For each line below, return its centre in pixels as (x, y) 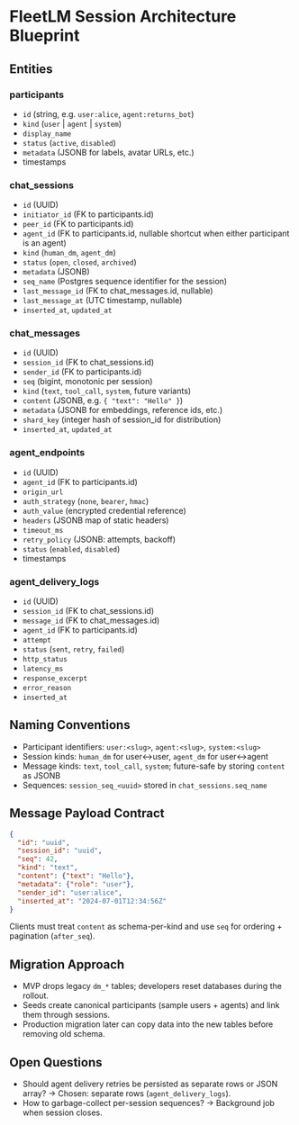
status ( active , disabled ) (69, 142)
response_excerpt (55, 679)
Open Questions (56, 1062)
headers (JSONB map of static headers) (95, 520)
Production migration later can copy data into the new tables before (148, 1024)
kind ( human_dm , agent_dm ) (69, 253)
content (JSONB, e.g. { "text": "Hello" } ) (103, 400)
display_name (47, 134)
